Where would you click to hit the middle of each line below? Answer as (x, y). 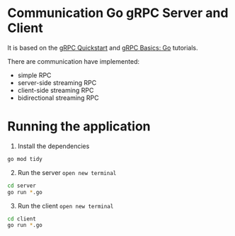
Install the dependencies (53, 146)
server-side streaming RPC (57, 82)
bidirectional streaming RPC (58, 98)
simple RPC (34, 75)
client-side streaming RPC (56, 90)
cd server (22, 186)
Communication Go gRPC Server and (118, 13)
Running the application (79, 127)
